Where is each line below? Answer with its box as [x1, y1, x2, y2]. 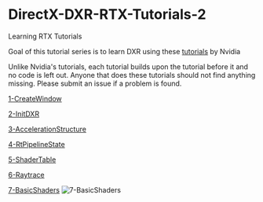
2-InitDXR [8, 108, 40, 119]
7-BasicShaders [8, 185, 60, 194]
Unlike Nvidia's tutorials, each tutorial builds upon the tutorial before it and [8, 61, 249, 72]
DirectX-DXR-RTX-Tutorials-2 [8, 6, 206, 24]
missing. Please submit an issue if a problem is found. [8, 79, 182, 88]
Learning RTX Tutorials [8, 31, 82, 41]
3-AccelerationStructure [8, 124, 86, 134]
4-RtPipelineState [8, 139, 65, 149]
